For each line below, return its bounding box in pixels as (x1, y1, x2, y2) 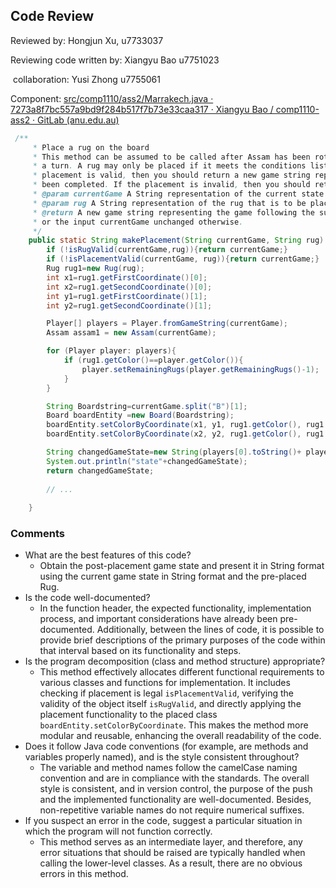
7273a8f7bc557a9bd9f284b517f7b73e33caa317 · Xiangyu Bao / (10, 103, 274, 115)
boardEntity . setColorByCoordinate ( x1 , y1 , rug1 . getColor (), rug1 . (46, 420, 329, 430)
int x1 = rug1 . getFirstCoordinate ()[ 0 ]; (46, 272, 208, 283)
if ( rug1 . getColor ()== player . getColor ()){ (63, 355, 244, 366)
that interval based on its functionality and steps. (39, 645, 242, 657)
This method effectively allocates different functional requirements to (39, 666, 325, 678)
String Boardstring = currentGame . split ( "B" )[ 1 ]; (46, 401, 248, 411)
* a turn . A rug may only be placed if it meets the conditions (32, 161, 307, 171)
